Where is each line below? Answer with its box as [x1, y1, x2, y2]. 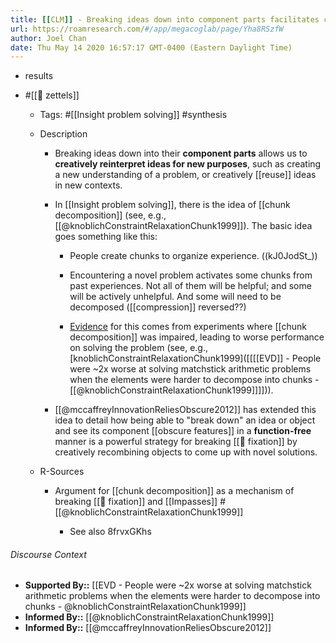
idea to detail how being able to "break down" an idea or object [54, 414, 316, 426]
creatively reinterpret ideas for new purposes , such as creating [54, 158, 322, 170]
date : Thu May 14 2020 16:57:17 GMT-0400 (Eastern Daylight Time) [10, 42, 293, 53]
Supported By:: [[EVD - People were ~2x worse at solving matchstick [24, 579, 312, 591]
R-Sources [39, 466, 85, 478]
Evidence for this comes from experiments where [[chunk [69, 321, 307, 333]
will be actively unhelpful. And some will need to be [69, 291, 282, 303]
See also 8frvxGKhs [69, 526, 152, 538]
